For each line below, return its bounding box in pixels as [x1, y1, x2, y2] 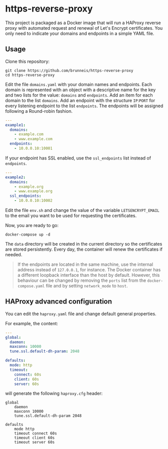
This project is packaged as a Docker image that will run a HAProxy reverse [5, 20, 161, 26]
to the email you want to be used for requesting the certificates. [5, 212, 137, 218]
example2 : [5, 175, 26, 180]
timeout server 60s [14, 440, 55, 445]
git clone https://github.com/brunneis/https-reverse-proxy [5, 68, 134, 73]
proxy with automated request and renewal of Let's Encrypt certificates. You [5, 25, 163, 31]
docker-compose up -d [5, 232, 51, 237]
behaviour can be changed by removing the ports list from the [17, 277, 146, 283]
